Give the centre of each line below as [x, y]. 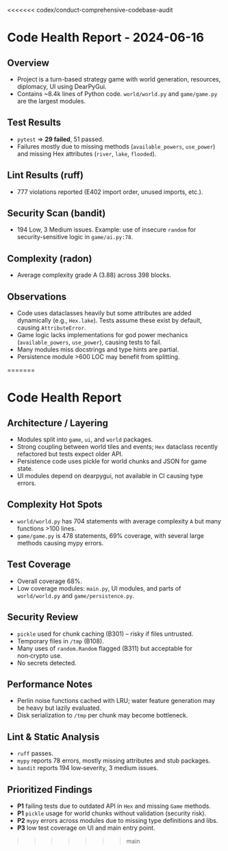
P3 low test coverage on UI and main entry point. [86, 828]
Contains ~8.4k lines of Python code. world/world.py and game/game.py [117, 94]
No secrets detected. [47, 663]
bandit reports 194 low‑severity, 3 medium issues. [88, 768]
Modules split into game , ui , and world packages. [85, 440]
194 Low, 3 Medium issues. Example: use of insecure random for [106, 230]
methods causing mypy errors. [60, 543]
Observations [37, 296]
